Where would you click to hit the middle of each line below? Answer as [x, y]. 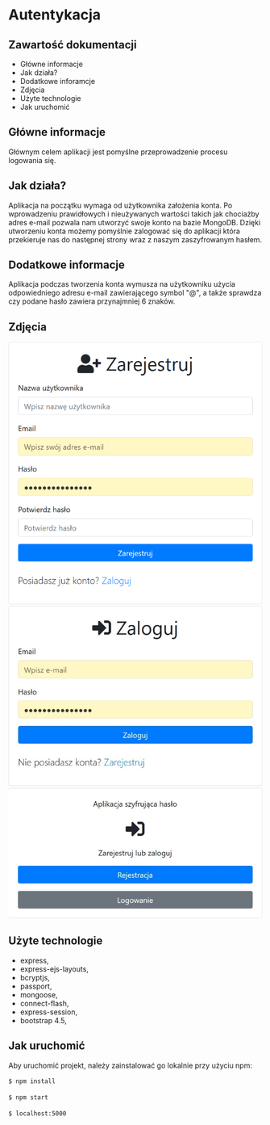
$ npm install [32, 1081]
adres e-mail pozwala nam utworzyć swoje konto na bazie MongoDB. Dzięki [135, 222]
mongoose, [39, 994]
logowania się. [32, 160]
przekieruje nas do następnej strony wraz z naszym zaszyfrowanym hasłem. [135, 239]
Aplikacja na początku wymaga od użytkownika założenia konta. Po [120, 205]
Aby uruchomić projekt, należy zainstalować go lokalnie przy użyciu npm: [130, 1065]
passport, [36, 986]
